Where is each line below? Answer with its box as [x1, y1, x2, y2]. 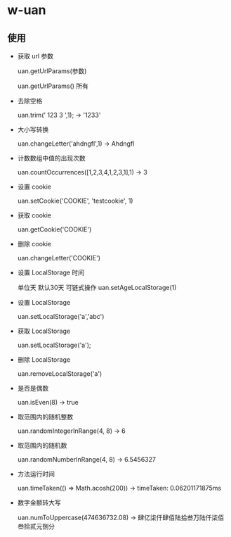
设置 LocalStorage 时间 [17, 268, 85, 277]
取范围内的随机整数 [17, 412, 74, 421]
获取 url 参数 [17, 52, 54, 60]
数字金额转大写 [17, 498, 61, 507]
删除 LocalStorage [17, 355, 71, 364]
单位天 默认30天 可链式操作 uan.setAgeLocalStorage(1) [17, 284, 177, 291]
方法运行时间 [17, 470, 55, 478]
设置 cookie [17, 182, 51, 191]
